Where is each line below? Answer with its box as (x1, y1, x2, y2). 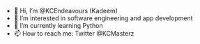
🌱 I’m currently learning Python (13, 22, 103, 29)
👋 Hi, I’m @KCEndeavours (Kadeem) (13, 7, 118, 15)
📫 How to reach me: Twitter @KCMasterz (13, 29, 134, 38)
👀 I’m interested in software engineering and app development (13, 14, 193, 22)
